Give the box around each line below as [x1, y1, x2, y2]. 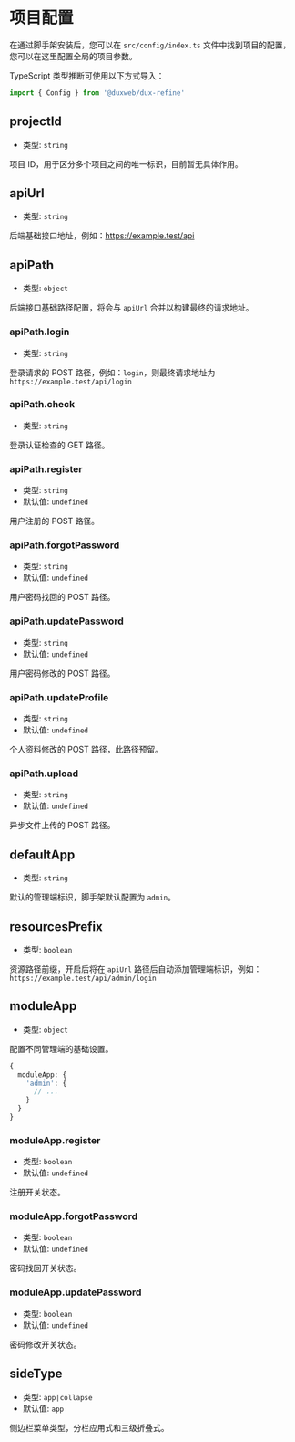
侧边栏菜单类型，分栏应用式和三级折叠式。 [9, 1422, 169, 1433]
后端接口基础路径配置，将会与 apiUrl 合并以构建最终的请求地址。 [9, 302, 254, 313]
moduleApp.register [9, 1133, 101, 1146]
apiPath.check [9, 398, 76, 411]
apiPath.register [9, 462, 83, 475]
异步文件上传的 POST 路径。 [9, 820, 116, 831]
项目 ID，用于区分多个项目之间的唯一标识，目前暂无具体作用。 [9, 158, 243, 169]
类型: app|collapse [22, 1391, 93, 1402]
